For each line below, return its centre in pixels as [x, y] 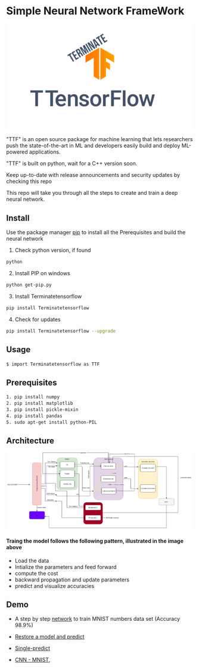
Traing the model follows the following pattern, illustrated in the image [95, 541]
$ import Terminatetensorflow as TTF [53, 364]
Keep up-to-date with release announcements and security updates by [93, 175]
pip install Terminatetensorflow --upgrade [61, 331]
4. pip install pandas [34, 416]
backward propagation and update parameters [72, 580]
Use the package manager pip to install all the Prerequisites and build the [96, 232]
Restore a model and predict [49, 637]
